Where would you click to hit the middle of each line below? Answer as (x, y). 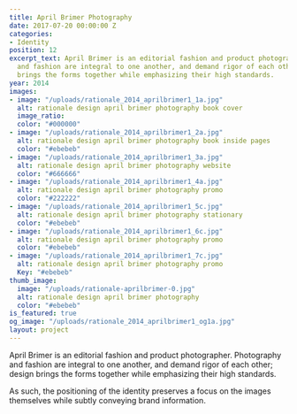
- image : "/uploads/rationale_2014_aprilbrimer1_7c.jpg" (116, 256)
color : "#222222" (49, 199)
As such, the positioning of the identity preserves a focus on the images (140, 391)
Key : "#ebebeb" (45, 272)
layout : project (39, 330)
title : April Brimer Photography (71, 17)
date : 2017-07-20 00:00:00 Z (63, 26)
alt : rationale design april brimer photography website (124, 165)
